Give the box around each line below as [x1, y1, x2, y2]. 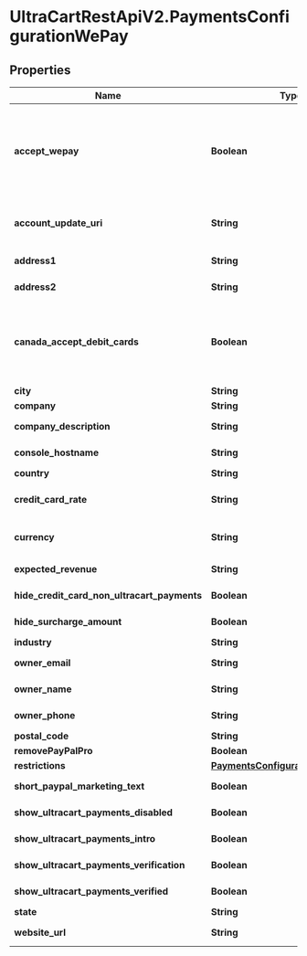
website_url [14, 926, 67, 939]
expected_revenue [14, 563, 98, 575]
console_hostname [14, 446, 99, 459]
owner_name [14, 683, 72, 696]
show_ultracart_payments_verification [14, 859, 185, 871]
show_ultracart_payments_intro [14, 833, 156, 844]
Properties [9, 62, 71, 78]
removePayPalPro [14, 745, 93, 757]
